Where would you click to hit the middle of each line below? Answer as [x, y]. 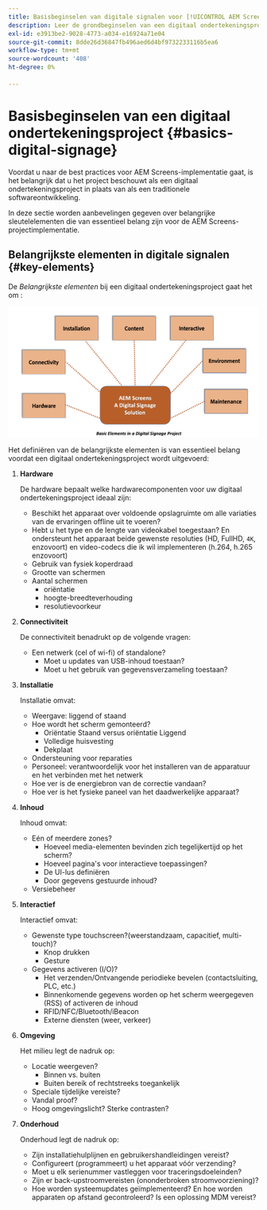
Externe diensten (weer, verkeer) [97, 1020]
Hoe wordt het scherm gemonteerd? [91, 724]
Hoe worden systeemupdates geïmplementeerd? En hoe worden [137, 1188]
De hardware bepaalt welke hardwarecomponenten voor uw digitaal [131, 489]
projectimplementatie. [44, 229]
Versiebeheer [54, 889]
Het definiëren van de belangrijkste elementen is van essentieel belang [124, 449]
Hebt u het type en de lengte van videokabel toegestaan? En [131, 530]
